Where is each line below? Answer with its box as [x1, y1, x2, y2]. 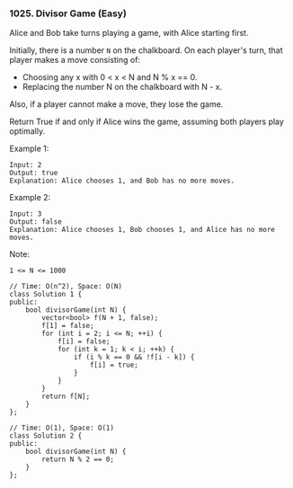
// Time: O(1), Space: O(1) [9, 423, 115, 433]
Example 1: [9, 143, 49, 155]
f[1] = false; [41, 322, 94, 331]
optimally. [9, 126, 46, 137]
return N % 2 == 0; [41, 455, 115, 465]
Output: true [9, 169, 58, 178]
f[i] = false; [57, 337, 111, 346]
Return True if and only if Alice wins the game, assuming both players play [9, 116, 285, 128]
